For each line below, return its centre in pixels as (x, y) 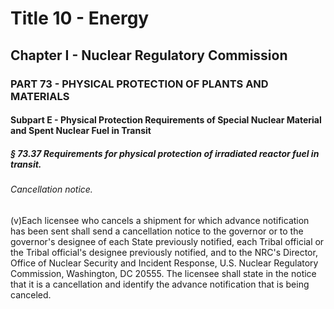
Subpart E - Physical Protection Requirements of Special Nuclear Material (166, 120)
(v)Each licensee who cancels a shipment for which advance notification (160, 220)
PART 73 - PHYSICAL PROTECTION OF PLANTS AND (139, 84)
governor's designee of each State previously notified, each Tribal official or (167, 241)
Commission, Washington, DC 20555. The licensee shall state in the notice (163, 273)
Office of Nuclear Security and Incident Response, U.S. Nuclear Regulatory (164, 263)
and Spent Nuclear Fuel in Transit (81, 131)
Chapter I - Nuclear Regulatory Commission (149, 55)
